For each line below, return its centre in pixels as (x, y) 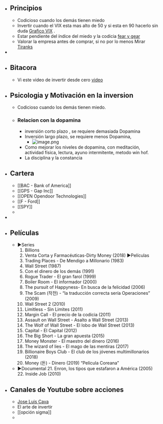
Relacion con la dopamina (49, 120)
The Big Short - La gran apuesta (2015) (65, 336)
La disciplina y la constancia (54, 158)
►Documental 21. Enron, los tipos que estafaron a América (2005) (85, 369)
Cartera (22, 173)
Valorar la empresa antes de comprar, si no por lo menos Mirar (81, 41)
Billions (32, 250)
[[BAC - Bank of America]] (44, 185)
